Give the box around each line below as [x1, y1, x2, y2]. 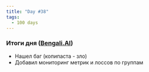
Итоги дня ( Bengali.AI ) [6, 39, 73, 47]
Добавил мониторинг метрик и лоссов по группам [14, 58, 144, 66]
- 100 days [11, 19, 38, 25]
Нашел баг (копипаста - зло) [14, 53, 88, 60]
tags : [6, 14, 20, 20]
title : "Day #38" [6, 8, 49, 15]
